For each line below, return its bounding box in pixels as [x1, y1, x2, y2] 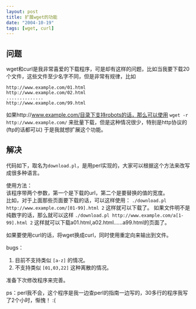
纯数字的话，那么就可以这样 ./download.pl [6, 211, 110, 218]
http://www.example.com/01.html [6, 85, 86, 91]
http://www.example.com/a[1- [112, 213, 184, 218]
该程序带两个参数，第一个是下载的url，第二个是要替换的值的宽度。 [6, 189, 169, 196]
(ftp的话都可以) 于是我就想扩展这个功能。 [6, 126, 107, 133]
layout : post [6, 8, 38, 15]
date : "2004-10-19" [6, 20, 54, 25]
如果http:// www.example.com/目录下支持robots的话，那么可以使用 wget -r [6, 111, 188, 118]
